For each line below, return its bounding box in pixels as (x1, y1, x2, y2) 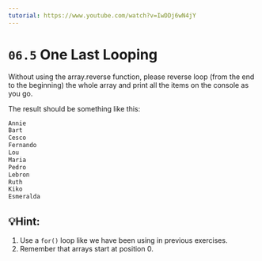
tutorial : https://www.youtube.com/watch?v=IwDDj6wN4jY (8, 11, 196, 20)
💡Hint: (8, 214, 40, 228)
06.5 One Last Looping (8, 45, 158, 63)
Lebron (8, 171, 30, 179)
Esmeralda (8, 193, 41, 201)
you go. (8, 89, 33, 98)
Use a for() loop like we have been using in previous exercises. (19, 236, 228, 245)
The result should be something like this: (8, 104, 141, 113)
